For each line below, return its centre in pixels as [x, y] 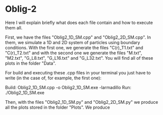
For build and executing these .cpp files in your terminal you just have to [78, 72]
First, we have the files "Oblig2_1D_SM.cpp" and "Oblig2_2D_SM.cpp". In [78, 37]
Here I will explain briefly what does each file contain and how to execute [79, 23]
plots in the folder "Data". [31, 63]
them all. [14, 27]
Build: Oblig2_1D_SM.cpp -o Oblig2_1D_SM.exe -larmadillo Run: [68, 87]
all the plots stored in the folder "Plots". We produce [58, 107]
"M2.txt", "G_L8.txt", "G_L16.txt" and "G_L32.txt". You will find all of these [79, 58]
